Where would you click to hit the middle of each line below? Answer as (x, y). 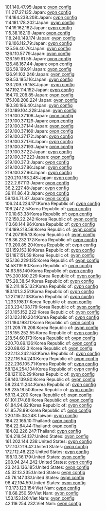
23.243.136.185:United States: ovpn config (47, 467)
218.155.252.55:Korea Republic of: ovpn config (52, 333)
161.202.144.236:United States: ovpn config (49, 441)
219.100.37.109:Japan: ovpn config (39, 116)
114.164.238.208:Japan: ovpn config (41, 17)
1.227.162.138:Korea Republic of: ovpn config (50, 297)
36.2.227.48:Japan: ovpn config (37, 188)
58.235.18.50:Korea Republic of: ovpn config (49, 390)
